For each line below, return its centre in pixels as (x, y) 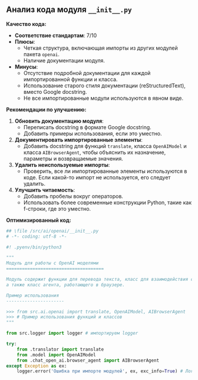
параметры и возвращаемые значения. (73, 158)
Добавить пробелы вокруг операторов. (73, 196)
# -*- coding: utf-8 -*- (37, 236)
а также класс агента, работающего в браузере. (66, 285)
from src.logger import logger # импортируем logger (72, 333)
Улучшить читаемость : (45, 190)
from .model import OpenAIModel (56, 355)
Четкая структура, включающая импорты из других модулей (100, 48)
